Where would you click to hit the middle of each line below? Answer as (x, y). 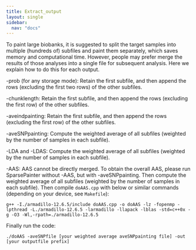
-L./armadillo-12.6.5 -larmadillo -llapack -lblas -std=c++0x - (110, 210)
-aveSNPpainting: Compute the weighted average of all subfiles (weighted (96, 134)
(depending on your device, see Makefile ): (58, 194)
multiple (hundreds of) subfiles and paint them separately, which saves (92, 51)
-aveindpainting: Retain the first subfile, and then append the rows (87, 116)
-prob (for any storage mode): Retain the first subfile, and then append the (96, 81)
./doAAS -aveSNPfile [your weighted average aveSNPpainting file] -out (96, 237)
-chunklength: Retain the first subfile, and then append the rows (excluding (97, 99)
